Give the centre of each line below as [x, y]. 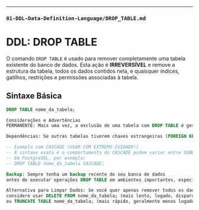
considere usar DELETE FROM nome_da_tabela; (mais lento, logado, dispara [100, 196]
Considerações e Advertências [44, 120]
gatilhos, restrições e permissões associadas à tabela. [72, 77]
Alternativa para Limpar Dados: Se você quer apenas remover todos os [95, 190]
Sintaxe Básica [34, 96]
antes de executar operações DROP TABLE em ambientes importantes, [91, 180]
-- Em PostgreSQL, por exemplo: [46, 158]
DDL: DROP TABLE [52, 42]
